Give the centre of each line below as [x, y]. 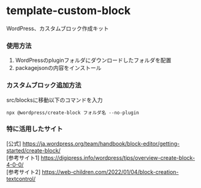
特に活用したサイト [35, 129]
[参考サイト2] [24, 171]
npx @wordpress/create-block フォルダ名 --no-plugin [73, 113]
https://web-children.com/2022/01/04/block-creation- [110, 171]
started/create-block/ [33, 150]
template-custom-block [68, 11]
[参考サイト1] [23, 157]
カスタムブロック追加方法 [44, 85]
